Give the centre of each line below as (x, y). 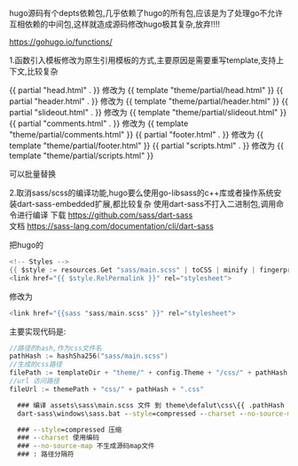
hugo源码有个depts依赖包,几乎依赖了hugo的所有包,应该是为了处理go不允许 (146, 13)
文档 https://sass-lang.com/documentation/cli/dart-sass (112, 226)
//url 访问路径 (35, 381)
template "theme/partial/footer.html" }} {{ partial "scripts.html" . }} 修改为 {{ (146, 146)
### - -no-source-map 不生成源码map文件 (86, 446)
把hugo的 (27, 245)
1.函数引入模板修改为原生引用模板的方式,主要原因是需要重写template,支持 (143, 60)
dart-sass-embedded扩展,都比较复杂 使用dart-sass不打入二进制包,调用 (146, 204)
